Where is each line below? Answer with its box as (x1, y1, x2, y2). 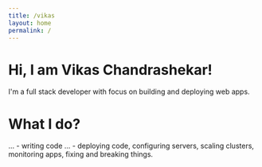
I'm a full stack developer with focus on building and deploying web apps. (8, 87, 250, 96)
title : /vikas (8, 11, 56, 20)
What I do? (8, 115, 81, 133)
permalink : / (8, 26, 52, 34)
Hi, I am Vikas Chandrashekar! (8, 60, 213, 79)
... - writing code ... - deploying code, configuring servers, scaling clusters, (8, 141, 255, 151)
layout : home (8, 19, 52, 27)
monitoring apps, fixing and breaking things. (8, 150, 154, 159)
